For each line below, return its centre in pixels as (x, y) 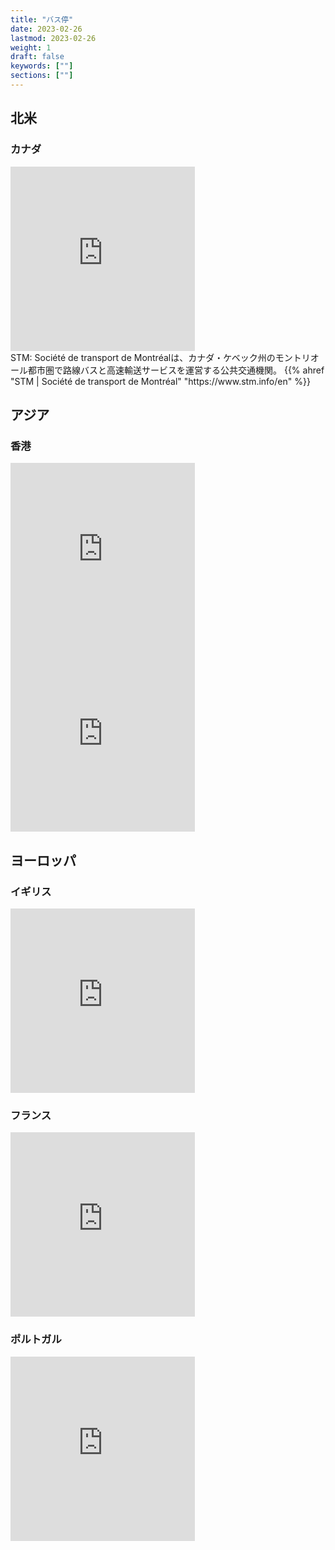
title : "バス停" (42, 19)
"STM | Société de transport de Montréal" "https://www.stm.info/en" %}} (160, 381)
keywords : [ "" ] (42, 66)
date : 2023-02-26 (46, 29)
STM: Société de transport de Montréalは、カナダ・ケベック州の (143, 357)
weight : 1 (31, 47)
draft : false (37, 57)
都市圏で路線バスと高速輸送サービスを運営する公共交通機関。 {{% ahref (176, 370)
